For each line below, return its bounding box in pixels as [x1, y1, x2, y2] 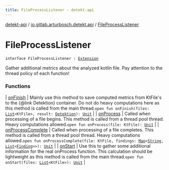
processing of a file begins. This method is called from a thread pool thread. [5, 116, 164, 122]
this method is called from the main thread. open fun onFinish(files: [5, 105, 150, 111]
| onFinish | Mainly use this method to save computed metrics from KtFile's [5, 94, 162, 100]
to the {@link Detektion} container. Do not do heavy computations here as [5, 99, 160, 106]
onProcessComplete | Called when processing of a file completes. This [5, 126, 154, 132]
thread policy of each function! [5, 70, 70, 76]
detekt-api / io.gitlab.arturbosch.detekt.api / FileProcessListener [5, 21, 140, 27]
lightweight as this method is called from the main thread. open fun [5, 153, 144, 160]
